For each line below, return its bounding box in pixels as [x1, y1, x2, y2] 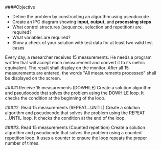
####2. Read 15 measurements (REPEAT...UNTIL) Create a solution [5, 105, 140, 110]
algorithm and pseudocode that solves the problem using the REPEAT [5, 110, 145, 116]
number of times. [5, 140, 40, 146]
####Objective [5, 4, 36, 10]
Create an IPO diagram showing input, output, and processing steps [12, 19, 152, 25]
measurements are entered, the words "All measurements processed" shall [5, 70, 157, 75]
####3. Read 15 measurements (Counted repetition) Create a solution [5, 125, 145, 130]
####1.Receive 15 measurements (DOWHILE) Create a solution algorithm [5, 85, 152, 90]
